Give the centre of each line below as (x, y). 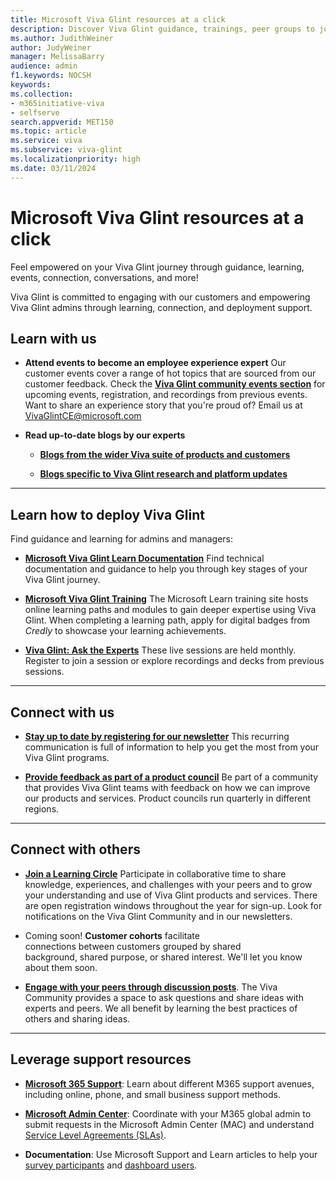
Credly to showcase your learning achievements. (125, 631)
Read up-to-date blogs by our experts (105, 435)
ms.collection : (42, 94)
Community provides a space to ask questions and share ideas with (164, 997)
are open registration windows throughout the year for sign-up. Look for (173, 905)
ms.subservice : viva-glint (66, 150)
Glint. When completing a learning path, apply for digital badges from (167, 620)
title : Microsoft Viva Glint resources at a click (118, 19)
